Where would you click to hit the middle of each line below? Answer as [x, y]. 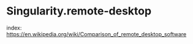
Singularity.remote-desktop [79, 11]
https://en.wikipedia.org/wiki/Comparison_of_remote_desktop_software [96, 34]
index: [14, 28]
